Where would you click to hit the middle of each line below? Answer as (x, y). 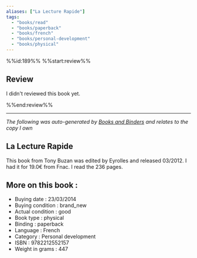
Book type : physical (39, 218)
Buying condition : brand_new (50, 205)
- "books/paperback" (36, 28)
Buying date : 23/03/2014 (45, 199)
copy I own (20, 128)
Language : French (37, 230)
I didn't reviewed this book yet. (43, 93)
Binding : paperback (39, 224)
